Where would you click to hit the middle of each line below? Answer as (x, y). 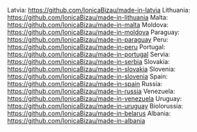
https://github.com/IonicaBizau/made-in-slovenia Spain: (88, 76)
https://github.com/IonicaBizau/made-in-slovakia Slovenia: (92, 69)
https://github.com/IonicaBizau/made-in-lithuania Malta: (88, 17)
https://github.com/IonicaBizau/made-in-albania (76, 121)
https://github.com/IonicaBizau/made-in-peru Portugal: (86, 47)
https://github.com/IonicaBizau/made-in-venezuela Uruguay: (95, 99)
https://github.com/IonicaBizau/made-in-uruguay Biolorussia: (95, 106)
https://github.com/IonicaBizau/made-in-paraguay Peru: (88, 40)
